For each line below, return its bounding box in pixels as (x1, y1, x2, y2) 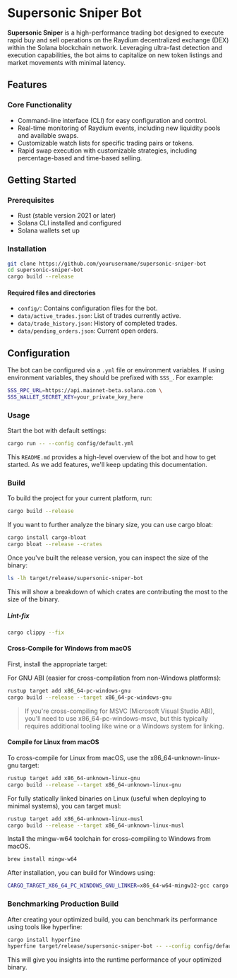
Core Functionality (7, 100, 73, 110)
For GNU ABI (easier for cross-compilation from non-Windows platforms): (7, 673, 221, 683)
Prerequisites (7, 195, 54, 205)
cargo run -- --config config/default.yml (7, 440, 134, 447)
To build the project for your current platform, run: (7, 494, 152, 502)
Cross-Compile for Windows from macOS (7, 644, 132, 653)
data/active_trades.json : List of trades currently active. (17, 312, 181, 320)
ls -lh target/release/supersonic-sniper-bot (7, 575, 143, 582)
